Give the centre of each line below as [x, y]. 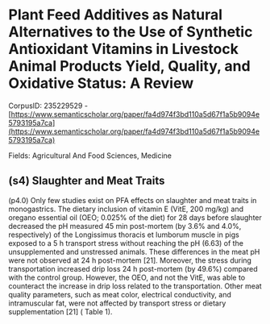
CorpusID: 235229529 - [48, 106]
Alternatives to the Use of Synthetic [131, 32]
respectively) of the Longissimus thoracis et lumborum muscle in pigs [124, 235]
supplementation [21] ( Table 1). [60, 311]
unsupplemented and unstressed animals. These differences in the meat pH [134, 251]
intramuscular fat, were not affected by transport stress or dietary [117, 303]
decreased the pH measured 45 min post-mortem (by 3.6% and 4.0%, [125, 226]
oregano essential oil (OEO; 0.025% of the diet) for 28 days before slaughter [135, 217]
